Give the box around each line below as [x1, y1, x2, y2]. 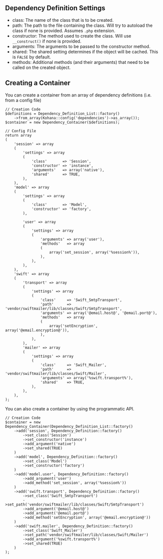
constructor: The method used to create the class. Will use [12, 33, 131, 39]
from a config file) [5, 97, 42, 103]
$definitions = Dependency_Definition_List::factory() [5, 111, 120, 116]
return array [5, 133, 32, 138]
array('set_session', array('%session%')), [49, 250, 140, 254]
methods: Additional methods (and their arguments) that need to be [12, 59, 149, 65]
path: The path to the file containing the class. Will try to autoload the [12, 22, 153, 28]
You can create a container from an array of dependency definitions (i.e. [5, 92, 152, 98]
